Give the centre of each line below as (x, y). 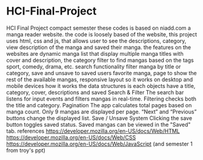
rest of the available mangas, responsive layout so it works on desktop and (100, 79)
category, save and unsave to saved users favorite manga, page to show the (101, 73)
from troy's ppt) (26, 150)
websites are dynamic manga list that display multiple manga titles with (95, 53)
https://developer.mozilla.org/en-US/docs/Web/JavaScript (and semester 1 (99, 144)
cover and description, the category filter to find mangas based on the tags (100, 60)
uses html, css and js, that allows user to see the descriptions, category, (96, 41)
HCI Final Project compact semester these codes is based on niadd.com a (98, 28)
